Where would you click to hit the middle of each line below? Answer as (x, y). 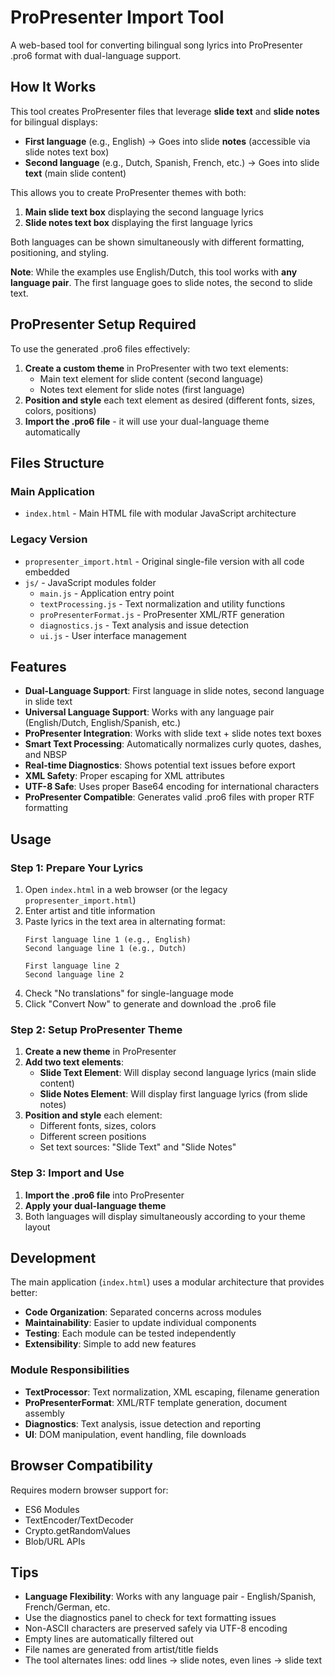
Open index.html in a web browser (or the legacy (126, 890)
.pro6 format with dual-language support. (96, 55)
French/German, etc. (67, 1607)
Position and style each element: (93, 1115)
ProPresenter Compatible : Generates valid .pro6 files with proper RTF (169, 797)
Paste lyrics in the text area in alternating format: (125, 922)
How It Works (53, 87)
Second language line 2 (74, 975)
